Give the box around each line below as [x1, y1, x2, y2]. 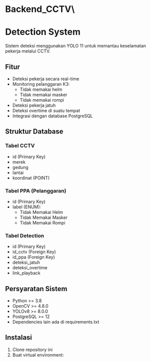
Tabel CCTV [5, 142, 35, 149]
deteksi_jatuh [12, 259, 40, 265]
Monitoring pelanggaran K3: [12, 81, 70, 87]
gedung [12, 164, 29, 170]
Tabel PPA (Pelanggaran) [5, 187, 67, 194]
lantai [12, 170, 24, 176]
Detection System [5, 26, 81, 38]
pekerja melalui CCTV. [5, 48, 51, 54]
